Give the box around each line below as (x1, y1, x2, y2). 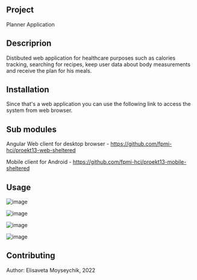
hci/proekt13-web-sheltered (6, 147, 77, 154)
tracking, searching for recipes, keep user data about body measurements (6, 60, 191, 68)
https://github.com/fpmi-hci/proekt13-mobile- (72, 158, 187, 166)
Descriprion (6, 39, 52, 49)
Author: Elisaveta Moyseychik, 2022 (6, 266, 96, 273)
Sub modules (6, 124, 57, 134)
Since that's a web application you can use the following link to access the (6, 101, 191, 108)
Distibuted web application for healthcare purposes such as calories (6, 54, 176, 61)
